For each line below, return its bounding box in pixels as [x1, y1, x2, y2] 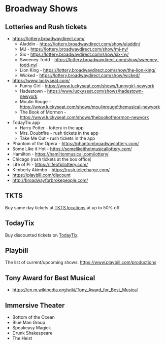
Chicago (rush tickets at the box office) [12, 156, 92, 162]
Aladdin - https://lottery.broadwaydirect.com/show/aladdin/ [19, 41, 140, 47]
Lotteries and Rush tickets [5, 23, 87, 31]
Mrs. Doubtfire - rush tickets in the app [19, 130, 99, 136]
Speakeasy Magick [12, 325, 51, 331]
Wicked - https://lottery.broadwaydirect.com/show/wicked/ [19, 73, 140, 78]
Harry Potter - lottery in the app [19, 125, 84, 131]
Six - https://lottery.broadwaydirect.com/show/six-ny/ [19, 51, 129, 57]
